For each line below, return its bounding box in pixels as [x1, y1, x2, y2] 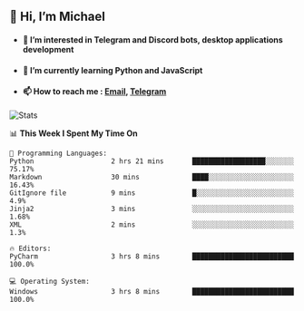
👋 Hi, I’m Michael [9, 9, 106, 24]
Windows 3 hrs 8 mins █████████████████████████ [9, 287, 295, 296]
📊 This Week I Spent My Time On [9, 128, 138, 139]
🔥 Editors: [9, 244, 52, 253]
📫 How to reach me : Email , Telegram [22, 86, 167, 97]
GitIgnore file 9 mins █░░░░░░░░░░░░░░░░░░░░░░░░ [9, 188, 295, 198]
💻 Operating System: [9, 277, 91, 286]
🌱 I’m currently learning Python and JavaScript [22, 64, 203, 75]
